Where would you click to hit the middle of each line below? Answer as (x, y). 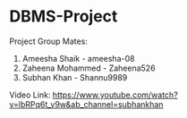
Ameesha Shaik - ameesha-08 (78, 58)
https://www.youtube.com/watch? (115, 95)
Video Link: (30, 95)
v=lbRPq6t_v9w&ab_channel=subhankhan (86, 104)
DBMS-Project (64, 17)
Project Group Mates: (48, 41)
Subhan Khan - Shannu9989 (75, 77)
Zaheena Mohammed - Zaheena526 (89, 68)
